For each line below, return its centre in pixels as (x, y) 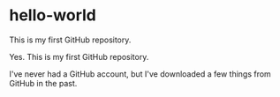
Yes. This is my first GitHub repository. (79, 56)
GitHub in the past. (43, 83)
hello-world (53, 15)
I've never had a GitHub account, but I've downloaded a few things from (140, 74)
